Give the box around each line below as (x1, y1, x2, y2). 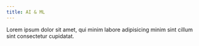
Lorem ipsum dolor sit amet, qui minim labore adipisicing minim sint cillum (6, 26, 193, 33)
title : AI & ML (6, 9, 45, 15)
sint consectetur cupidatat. (6, 32, 75, 40)
